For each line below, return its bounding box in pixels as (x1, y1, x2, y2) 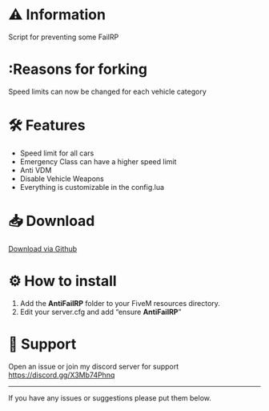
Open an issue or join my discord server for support (8, 361, 179, 371)
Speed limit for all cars (19, 148, 94, 158)
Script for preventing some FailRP (8, 32, 119, 42)
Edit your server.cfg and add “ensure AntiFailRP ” (19, 307, 182, 316)
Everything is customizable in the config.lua (19, 182, 165, 191)
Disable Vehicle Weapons (19, 174, 104, 183)
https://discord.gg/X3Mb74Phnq (8, 370, 115, 380)
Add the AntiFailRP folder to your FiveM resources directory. (19, 298, 220, 308)
